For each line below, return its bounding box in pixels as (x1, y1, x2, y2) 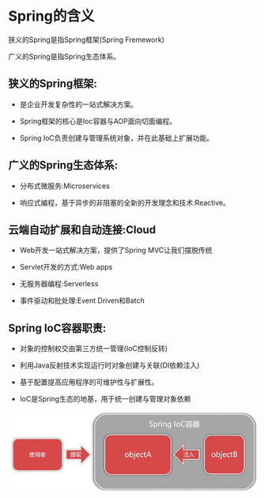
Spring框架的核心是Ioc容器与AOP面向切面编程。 (19, 116, 176, 126)
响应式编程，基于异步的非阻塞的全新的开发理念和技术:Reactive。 (19, 198, 231, 207)
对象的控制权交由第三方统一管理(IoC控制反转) (19, 344, 168, 353)
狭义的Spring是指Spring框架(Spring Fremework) (8, 35, 164, 44)
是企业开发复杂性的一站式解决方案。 (19, 100, 138, 109)
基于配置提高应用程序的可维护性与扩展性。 (19, 377, 159, 387)
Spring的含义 (8, 7, 95, 25)
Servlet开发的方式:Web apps (19, 262, 113, 272)
